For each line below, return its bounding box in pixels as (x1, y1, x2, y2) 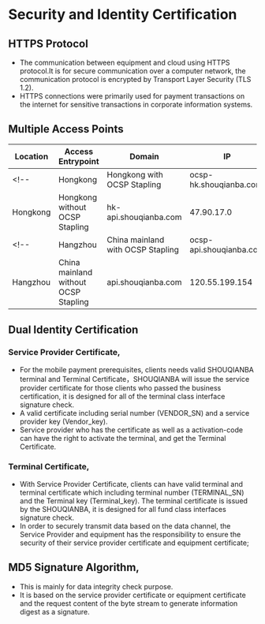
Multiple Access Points (8, 122, 124, 136)
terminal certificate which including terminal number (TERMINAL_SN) (19, 488, 244, 497)
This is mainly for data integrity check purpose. (19, 581, 174, 591)
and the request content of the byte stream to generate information (19, 598, 238, 608)
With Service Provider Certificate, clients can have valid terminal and (19, 479, 243, 488)
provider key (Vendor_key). (19, 417, 108, 426)
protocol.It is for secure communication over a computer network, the (19, 66, 246, 76)
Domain (129, 151, 159, 162)
